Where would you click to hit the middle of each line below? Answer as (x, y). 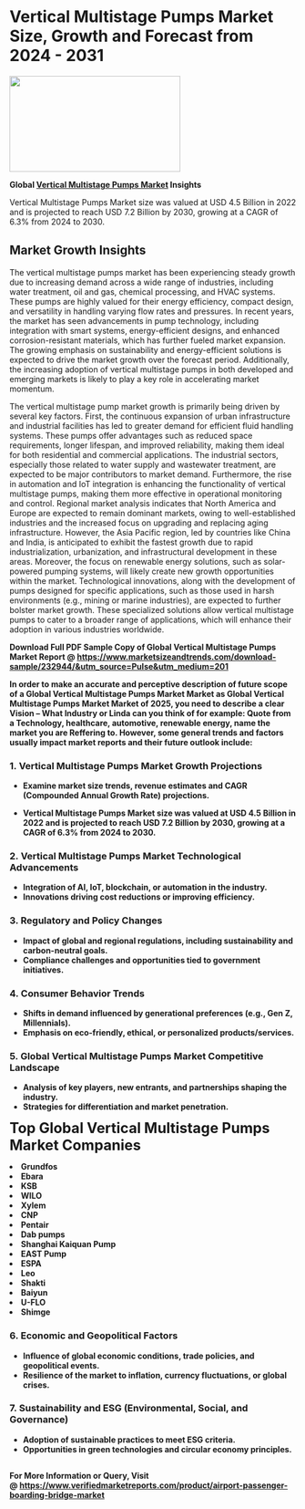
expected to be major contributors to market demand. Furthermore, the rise (151, 474)
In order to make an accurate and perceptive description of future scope (149, 684)
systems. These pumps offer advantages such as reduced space (131, 435)
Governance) (39, 1420)
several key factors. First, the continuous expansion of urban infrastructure (150, 416)
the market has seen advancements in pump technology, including (134, 320)
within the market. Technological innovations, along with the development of (152, 580)
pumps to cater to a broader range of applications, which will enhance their (151, 619)
